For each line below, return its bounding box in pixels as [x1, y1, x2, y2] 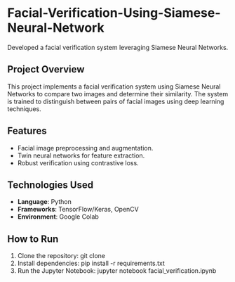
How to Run [7, 233, 59, 245]
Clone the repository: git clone [17, 252, 105, 260]
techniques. [7, 104, 41, 113]
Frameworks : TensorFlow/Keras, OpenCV [17, 205, 139, 214]
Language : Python [17, 198, 72, 206]
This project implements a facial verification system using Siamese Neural [7, 82, 221, 91]
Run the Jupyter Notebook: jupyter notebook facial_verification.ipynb [17, 267, 217, 275]
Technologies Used [7, 179, 93, 191]
